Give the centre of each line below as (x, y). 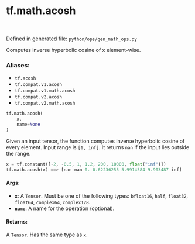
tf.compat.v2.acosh (38, 97)
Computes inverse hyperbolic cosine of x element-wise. (73, 50)
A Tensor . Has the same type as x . (47, 235)
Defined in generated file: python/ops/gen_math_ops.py (72, 39)
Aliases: (18, 65)
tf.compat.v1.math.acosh (45, 91)
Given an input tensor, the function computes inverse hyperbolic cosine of (95, 141)
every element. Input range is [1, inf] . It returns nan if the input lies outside (97, 147)
